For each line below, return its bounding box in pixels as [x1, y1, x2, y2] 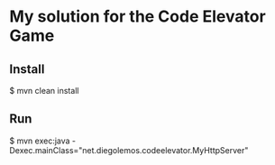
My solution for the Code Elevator [9, 6, 266, 27]
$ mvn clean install [9, 86, 79, 96]
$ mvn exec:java [9, 135, 70, 146]
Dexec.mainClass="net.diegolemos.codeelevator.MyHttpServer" [9, 144, 249, 155]
